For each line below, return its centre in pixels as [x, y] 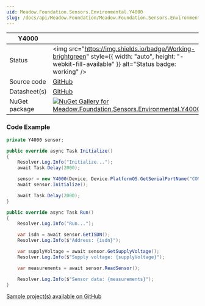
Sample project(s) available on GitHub [54, 296]
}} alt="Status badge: [146, 64]
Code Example [28, 127]
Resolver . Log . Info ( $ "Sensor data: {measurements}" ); [86, 279]
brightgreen [70, 56]
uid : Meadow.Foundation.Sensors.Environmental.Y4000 [75, 12]
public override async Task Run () [50, 212]
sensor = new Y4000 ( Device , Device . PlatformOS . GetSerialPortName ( [103, 179]
